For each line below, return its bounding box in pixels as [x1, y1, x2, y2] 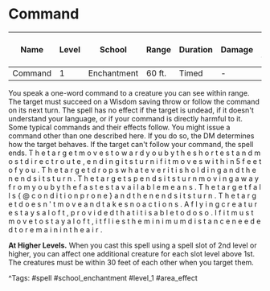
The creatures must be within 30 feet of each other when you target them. [8, 257, 255, 267]
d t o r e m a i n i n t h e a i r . [8, 224, 103, 234]
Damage [220, 43, 254, 55]
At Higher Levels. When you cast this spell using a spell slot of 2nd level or [8, 240, 257, 250]
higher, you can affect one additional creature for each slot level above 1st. [8, 248, 256, 258]
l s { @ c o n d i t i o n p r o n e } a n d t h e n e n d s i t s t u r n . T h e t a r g [8, 191, 257, 200]
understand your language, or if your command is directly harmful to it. [8, 113, 243, 123]
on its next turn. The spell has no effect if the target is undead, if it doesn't [8, 105, 255, 115]
